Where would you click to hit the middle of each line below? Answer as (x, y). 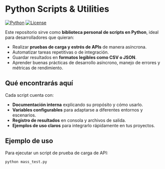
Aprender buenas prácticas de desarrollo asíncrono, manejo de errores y (86, 62)
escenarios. (24, 115)
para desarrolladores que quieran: (40, 37)
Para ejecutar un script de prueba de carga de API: (57, 153)
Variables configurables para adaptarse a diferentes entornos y (77, 110)
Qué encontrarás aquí (39, 83)
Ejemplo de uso (29, 141)
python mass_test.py (26, 162)
